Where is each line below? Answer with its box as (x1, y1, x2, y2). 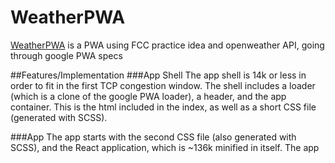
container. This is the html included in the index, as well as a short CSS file (10, 101, 317, 113)
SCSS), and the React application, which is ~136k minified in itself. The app (10, 141, 320, 153)
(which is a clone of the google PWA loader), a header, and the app (10, 90, 287, 102)
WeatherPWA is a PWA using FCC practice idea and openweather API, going (10, 39, 325, 51)
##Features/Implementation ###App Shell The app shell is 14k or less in (10, 69, 307, 81)
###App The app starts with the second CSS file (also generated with (10, 131, 297, 143)
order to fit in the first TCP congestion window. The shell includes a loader (10, 79, 316, 91)
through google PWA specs (10, 49, 123, 61)
